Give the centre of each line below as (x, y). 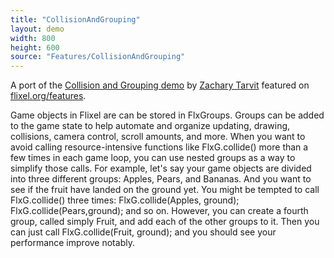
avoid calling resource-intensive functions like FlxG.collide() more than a (159, 147)
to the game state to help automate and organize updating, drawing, (150, 126)
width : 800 (33, 38)
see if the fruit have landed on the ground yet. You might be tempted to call (165, 190)
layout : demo (37, 29)
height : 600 (35, 47)
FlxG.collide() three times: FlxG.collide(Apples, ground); (125, 200)
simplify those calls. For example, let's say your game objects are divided (161, 168)
